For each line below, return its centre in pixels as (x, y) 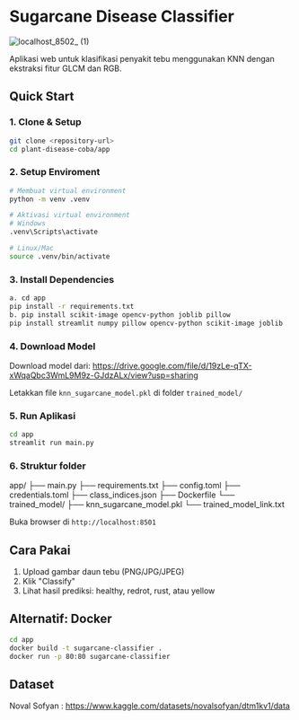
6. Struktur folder (48, 466)
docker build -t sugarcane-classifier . (86, 648)
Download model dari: (50, 365)
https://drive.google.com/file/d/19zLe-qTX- (172, 365)
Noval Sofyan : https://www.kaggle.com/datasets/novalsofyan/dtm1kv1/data (149, 706)
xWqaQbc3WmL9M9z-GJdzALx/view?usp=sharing (104, 375)
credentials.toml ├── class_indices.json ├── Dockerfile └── (122, 495)
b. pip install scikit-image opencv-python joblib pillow (120, 315)
